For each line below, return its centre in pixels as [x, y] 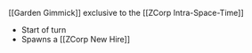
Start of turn [44, 30]
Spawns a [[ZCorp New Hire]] [76, 39]
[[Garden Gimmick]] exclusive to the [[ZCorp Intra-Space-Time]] [126, 13]
